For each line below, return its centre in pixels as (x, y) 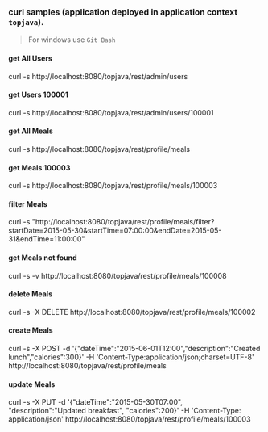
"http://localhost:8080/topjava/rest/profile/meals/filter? (123, 222)
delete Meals (31, 294)
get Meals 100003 (39, 167)
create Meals (31, 330)
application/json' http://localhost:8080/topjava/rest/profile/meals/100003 (130, 419)
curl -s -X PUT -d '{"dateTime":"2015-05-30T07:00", (96, 402)
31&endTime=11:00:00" (47, 239)
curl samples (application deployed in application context (123, 12)
